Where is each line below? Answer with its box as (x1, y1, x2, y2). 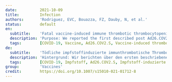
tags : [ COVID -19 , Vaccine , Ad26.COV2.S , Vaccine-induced (10, 41, 150, 46)
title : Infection (5, 12, 60, 17)
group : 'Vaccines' (5, 64, 63, 69)
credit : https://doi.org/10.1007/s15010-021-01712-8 (5, 69, 137, 74)
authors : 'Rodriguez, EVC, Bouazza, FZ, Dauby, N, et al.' (5, 17, 147, 22)
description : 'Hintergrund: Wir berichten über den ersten (10, 54, 139, 60)
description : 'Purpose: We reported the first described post (10, 36, 145, 41)
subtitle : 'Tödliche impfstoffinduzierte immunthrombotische (10, 50, 150, 55)
